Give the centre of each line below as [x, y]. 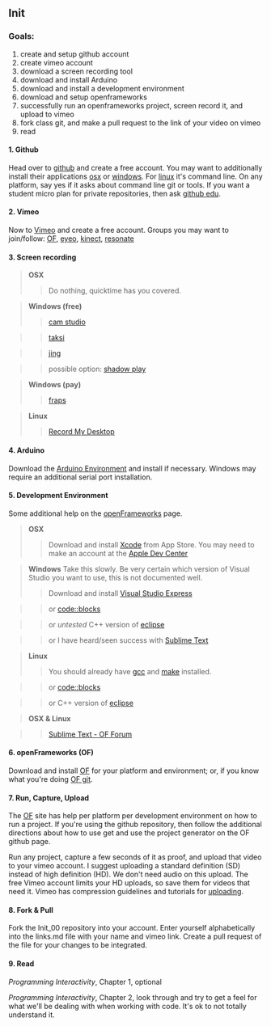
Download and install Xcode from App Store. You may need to [151, 544]
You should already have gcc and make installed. [130, 671]
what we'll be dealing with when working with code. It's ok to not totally [127, 1006]
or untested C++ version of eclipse [106, 624]
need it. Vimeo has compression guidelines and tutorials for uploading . [126, 892]
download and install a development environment [102, 88]
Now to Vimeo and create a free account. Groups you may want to [119, 230]
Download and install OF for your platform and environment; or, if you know [134, 771]
